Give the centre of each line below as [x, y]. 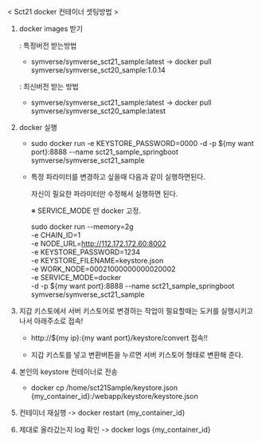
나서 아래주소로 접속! [51, 321]
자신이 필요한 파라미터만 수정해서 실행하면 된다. [104, 193]
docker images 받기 [51, 29]
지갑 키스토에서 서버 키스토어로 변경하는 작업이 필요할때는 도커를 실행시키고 [136, 311]
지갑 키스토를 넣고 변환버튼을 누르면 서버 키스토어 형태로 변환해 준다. [137, 355]
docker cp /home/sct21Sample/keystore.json [104, 388]
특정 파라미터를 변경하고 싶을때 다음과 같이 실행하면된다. [118, 177]
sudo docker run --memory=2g [82, 227]
